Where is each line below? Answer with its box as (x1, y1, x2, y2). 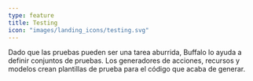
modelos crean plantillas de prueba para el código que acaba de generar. (8, 64, 246, 74)
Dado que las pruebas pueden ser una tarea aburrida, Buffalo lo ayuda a (8, 48, 242, 57)
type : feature (8, 11, 55, 20)
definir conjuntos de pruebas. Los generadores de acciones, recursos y (8, 56, 240, 65)
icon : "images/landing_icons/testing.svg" (8, 26, 149, 34)
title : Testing (8, 19, 58, 27)
